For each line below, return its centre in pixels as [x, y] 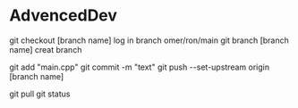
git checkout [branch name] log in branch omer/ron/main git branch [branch [149, 40]
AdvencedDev [64, 16]
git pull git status [40, 94]
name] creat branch [46, 49]
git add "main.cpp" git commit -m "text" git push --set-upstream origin [140, 67]
